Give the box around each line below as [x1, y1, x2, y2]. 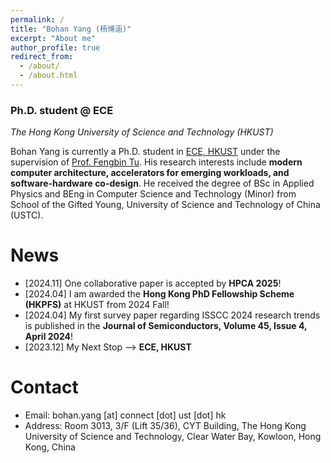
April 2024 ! [24, 331, 74, 343]
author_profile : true [10, 42, 101, 53]
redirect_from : [10, 52, 74, 62]
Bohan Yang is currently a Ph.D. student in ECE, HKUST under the [10, 146, 281, 158]
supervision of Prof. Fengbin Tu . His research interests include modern [10, 156, 303, 168]
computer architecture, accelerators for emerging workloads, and [10, 167, 290, 179]
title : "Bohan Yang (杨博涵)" [10, 24, 132, 34]
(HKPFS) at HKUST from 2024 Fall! [24, 299, 170, 311]
